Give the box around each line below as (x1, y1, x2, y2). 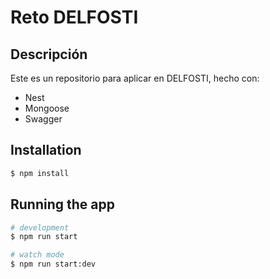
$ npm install (10, 168, 70, 178)
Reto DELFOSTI (10, 6, 139, 29)
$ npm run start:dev (10, 259, 97, 270)
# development (10, 222, 70, 233)
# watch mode (10, 250, 65, 260)
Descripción (10, 46, 88, 63)
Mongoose (24, 102, 70, 114)
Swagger (24, 113, 63, 125)
